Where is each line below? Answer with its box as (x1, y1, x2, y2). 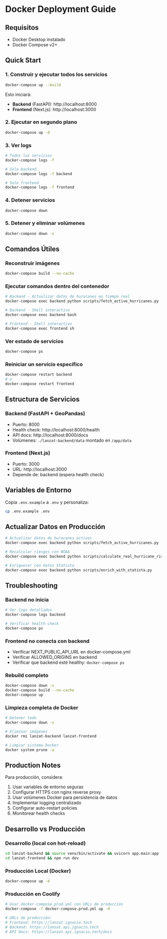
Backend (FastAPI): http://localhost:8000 (12, 101, 97, 107)
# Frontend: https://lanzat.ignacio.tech (5, 920, 92, 925)
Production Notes (5, 761, 61, 769)
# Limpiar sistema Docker (5, 742, 59, 747)
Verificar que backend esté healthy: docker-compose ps (12, 659, 125, 665)
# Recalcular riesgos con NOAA (5, 549, 70, 554)
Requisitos (5, 23, 39, 32)
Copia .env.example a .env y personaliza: (5, 499, 89, 505)
